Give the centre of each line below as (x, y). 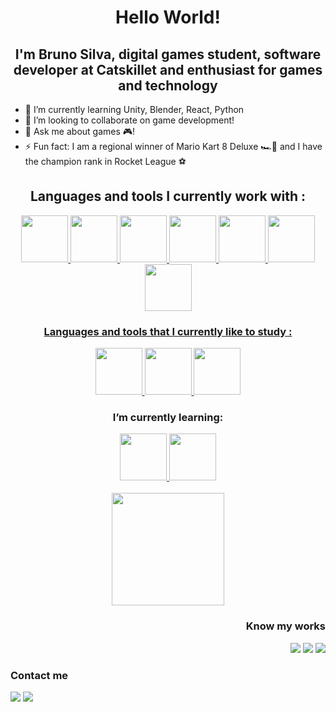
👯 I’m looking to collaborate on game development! (129, 120)
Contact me (39, 675)
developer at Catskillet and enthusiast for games (168, 69)
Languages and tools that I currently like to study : (168, 331)
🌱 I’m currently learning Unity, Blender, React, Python (134, 109)
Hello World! (168, 17)
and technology (168, 85)
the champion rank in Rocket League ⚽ (105, 161)
